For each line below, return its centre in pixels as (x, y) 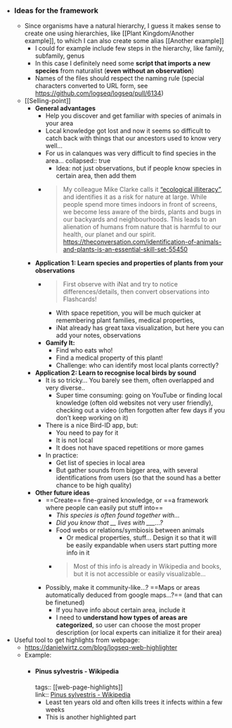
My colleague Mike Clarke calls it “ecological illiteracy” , (143, 190)
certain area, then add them (96, 176)
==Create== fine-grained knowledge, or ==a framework (127, 500)
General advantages (65, 109)
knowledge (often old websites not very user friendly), (134, 403)
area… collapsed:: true (78, 161)
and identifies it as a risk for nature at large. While (135, 197)
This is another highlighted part (91, 717)
